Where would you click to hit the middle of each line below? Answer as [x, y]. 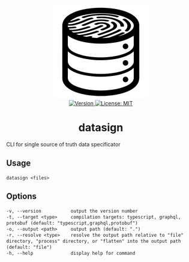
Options [22, 197]
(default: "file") [29, 247]
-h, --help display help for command [71, 253]
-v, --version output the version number [72, 211]
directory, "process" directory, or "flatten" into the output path [94, 241]
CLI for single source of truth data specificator [64, 144]
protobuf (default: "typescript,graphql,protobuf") [72, 223]
